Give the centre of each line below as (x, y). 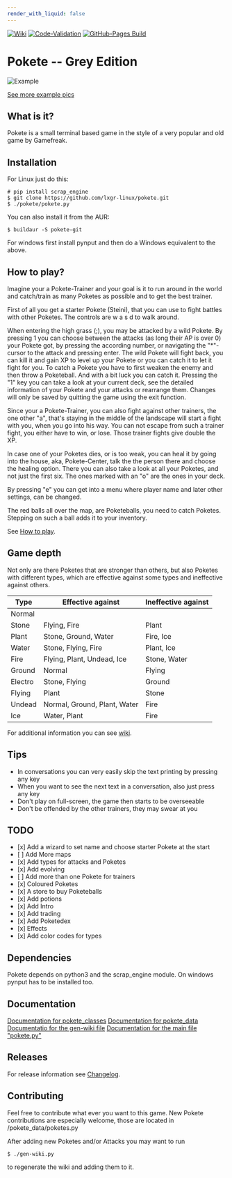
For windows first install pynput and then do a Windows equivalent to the (111, 243)
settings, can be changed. (44, 497)
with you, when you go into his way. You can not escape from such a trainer (116, 425)
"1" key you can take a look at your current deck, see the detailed (101, 382)
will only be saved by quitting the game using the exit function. (97, 397)
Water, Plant (63, 715)
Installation (32, 162)
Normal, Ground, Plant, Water (91, 704)
